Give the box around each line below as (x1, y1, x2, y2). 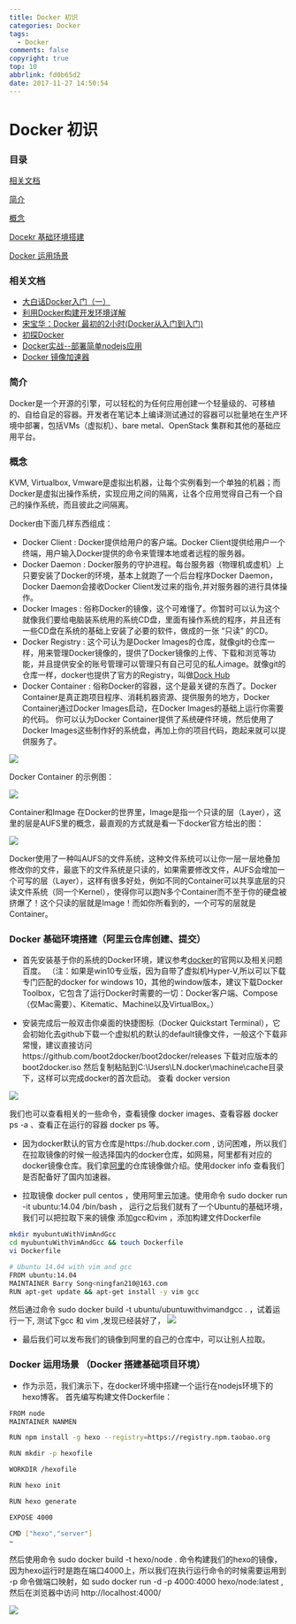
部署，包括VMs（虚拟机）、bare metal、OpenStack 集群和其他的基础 (24, 419, 274, 430)
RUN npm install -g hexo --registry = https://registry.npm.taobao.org (9, 1433, 271, 1443)
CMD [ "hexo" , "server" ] (9, 1528, 93, 1538)
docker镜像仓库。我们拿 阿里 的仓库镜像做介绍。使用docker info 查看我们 (21, 1160, 285, 1171)
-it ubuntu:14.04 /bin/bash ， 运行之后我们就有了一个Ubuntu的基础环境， (21, 1201, 288, 1212)
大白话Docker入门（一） (21, 296, 111, 307)
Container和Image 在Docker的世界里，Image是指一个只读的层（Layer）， (9, 807, 274, 817)
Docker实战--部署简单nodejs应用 (21, 341, 143, 351)
